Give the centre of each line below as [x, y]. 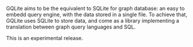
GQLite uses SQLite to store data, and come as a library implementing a [93, 21]
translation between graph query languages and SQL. [71, 27]
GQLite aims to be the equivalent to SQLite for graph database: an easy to [96, 8]
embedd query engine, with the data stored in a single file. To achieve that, [97, 15]
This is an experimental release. [45, 38]
